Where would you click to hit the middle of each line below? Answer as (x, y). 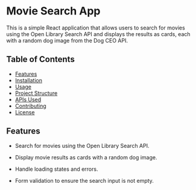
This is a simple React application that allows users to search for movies (96, 28)
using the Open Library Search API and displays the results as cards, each (99, 34)
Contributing (30, 106)
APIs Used (28, 99)
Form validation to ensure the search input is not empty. (84, 180)
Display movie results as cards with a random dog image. (86, 157)
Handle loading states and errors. (56, 169)
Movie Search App (53, 11)
